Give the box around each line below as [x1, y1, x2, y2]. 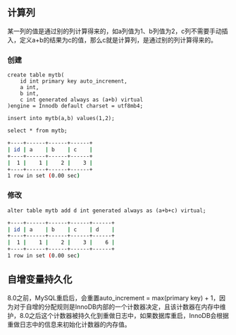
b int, [20, 90, 39, 98]
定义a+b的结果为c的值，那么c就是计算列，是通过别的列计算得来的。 [19, 35, 217, 44]
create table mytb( [7, 71, 65, 79]
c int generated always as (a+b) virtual [20, 96, 143, 104]
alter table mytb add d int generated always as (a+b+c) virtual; [7, 207, 206, 214]
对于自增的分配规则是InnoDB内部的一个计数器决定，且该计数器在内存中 [13, 302, 220, 311]
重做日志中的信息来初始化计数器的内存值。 [7, 320, 131, 329]
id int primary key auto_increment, [20, 78, 128, 85]
